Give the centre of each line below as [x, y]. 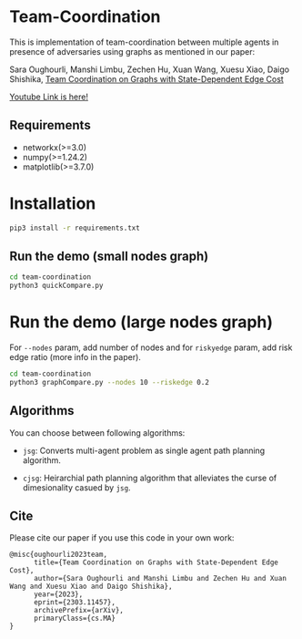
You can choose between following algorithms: [97, 433]
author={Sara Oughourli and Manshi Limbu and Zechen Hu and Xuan [160, 579]
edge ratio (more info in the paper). [75, 357]
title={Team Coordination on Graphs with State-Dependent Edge [156, 562]
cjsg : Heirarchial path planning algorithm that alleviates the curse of [150, 478]
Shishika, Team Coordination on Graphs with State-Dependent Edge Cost [146, 78]
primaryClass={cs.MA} [75, 618]
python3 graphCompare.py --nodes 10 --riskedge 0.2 [109, 382]
